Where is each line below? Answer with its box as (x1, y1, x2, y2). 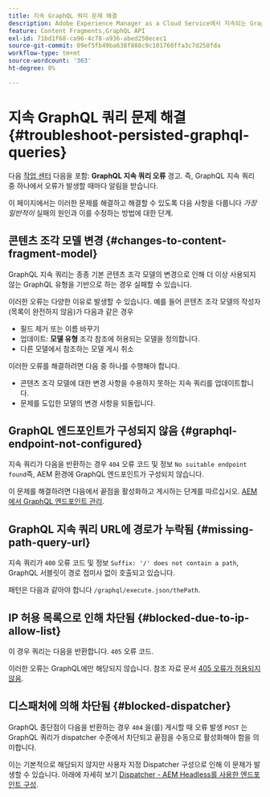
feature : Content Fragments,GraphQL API (8, 27, 146, 35)
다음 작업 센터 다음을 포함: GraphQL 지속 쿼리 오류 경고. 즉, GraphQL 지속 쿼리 (8, 171, 256, 180)
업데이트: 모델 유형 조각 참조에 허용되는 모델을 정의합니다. (19, 333, 200, 343)
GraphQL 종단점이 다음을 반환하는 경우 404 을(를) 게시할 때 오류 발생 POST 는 (8, 722, 247, 732)
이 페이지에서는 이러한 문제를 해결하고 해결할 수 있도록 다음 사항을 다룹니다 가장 (8, 198, 257, 208)
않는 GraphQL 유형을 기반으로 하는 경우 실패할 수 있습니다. (8, 279, 193, 289)
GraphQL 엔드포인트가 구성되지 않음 (8, 423, 178, 437)
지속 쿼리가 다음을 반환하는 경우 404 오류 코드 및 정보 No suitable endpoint (8, 460, 247, 469)
